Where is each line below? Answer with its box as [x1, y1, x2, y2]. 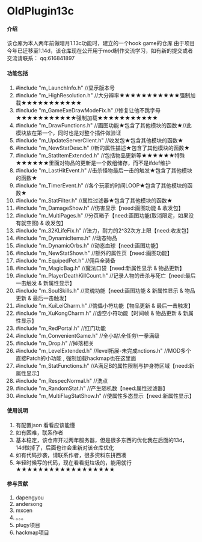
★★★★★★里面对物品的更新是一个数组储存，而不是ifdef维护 [15, 159, 171, 166]
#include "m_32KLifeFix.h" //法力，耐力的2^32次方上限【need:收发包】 [15, 227, 192, 234]
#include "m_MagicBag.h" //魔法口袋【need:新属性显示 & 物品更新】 [15, 264, 185, 272]
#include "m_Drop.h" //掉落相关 [15, 340, 94, 347]
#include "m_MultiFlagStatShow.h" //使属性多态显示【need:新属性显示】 [15, 392, 195, 399]
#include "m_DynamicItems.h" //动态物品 [15, 234, 118, 242]
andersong [15, 501, 43, 507]
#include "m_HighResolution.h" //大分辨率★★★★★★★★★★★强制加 [15, 91, 196, 99]
